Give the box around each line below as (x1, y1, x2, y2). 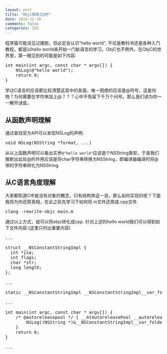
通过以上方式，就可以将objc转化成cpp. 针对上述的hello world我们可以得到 (5, 219, 156, 225)
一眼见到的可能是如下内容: (22, 53, 77, 59)
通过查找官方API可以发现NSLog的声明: (5, 130, 84, 136)
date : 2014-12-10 (5, 16, 41, 21)
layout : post (5, 7, 32, 12)
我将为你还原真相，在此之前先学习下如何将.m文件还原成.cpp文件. (5, 199, 138, 205)
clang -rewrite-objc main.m (5, 209, 74, 214)
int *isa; (10, 249, 34, 255)
